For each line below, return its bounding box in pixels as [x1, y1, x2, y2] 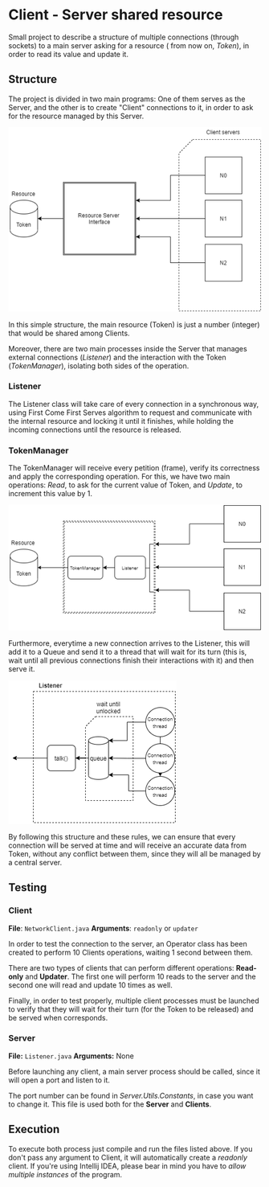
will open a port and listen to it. [8, 1075, 111, 1085]
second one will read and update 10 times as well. [8, 980, 173, 990]
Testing [8, 881, 47, 894]
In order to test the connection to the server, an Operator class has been [8, 939, 247, 948]
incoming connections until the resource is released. [8, 425, 182, 434]
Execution [8, 1123, 60, 1136]
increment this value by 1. [8, 489, 92, 499]
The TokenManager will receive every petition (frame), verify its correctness [8, 463, 260, 473]
